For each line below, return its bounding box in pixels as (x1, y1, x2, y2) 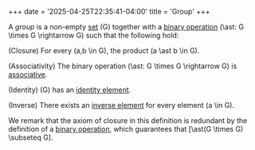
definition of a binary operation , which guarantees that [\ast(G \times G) (8, 125, 244, 133)
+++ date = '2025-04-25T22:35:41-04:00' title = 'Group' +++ (8, 7, 211, 16)
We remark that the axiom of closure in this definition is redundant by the (8, 116, 248, 125)
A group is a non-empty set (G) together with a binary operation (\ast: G (8, 22, 245, 31)
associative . (8, 70, 48, 79)
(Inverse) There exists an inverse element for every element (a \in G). (8, 101, 235, 110)
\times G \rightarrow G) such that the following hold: (8, 31, 179, 40)
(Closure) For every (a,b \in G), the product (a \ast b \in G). (8, 46, 200, 55)
